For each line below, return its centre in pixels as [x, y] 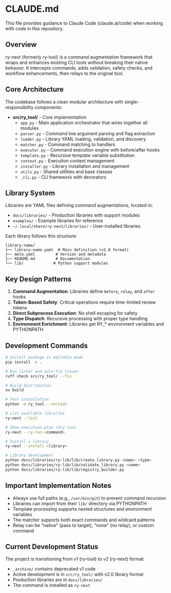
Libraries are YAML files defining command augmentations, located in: [79, 205]
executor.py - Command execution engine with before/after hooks [90, 150]
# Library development [29, 456]
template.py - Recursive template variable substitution [77, 155]
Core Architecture [34, 89]
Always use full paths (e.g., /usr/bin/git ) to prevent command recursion [89, 498]
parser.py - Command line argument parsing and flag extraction [88, 133]
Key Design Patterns [38, 279]
